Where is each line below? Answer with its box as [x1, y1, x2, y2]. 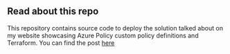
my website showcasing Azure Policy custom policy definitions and [7, 31, 199, 39]
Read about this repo [7, 6, 99, 17]
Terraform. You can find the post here [7, 38, 115, 47]
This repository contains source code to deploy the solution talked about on [7, 24, 224, 32]
